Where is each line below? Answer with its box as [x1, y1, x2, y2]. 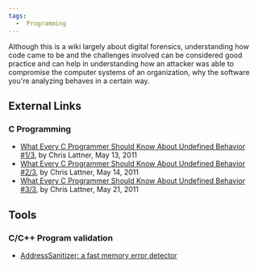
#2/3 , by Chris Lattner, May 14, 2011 [19, 167, 139, 178]
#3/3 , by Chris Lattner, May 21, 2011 [19, 185, 139, 195]
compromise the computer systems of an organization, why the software [8, 67, 250, 77]
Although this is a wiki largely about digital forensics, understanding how [8, 41, 250, 51]
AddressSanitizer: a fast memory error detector [19, 250, 177, 260]
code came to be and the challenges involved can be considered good [8, 50, 243, 60]
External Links [8, 98, 82, 113]
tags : [8, 11, 27, 20]
